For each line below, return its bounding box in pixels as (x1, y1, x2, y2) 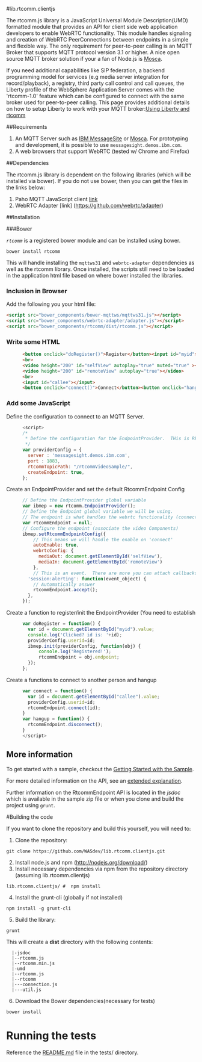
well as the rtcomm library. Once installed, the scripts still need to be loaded (6, 265, 194, 273)
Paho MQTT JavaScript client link (14, 196, 98, 202)
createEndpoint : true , (28, 469, 85, 475)
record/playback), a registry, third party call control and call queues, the (6, 79, 185, 87)
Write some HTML (6, 337, 60, 346)
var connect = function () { (22, 688, 93, 694)
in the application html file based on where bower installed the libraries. (6, 272, 183, 279)
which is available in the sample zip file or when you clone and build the (6, 795, 184, 803)
